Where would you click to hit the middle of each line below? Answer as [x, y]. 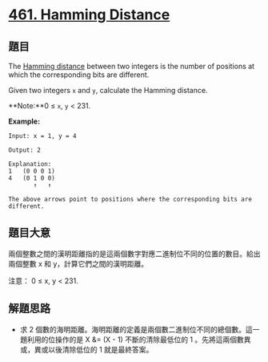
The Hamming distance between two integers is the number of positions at [131, 66]
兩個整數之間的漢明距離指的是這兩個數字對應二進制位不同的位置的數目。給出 [134, 254]
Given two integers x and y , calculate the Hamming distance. [108, 90]
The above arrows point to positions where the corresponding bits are [130, 199]
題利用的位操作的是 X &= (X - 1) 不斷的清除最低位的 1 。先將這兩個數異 [135, 340]
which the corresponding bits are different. [79, 75]
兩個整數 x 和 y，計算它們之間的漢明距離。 [78, 263]
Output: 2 [25, 150]
